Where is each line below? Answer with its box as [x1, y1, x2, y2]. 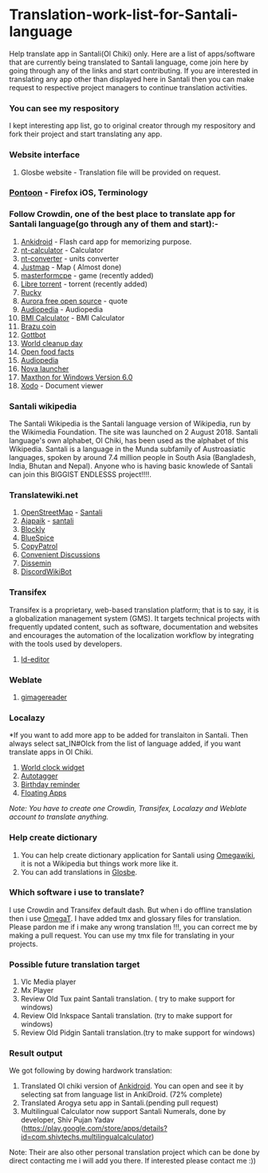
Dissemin [20, 558, 52, 568]
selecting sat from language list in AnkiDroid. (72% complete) [20, 1090, 223, 1100]
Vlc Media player [20, 977, 77, 986]
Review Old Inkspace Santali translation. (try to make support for [20, 1011, 234, 1021]
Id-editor [20, 654, 50, 663]
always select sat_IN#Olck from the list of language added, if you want [9, 739, 242, 749]
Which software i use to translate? [9, 887, 144, 898]
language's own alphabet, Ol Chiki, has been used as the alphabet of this [9, 436, 249, 446]
